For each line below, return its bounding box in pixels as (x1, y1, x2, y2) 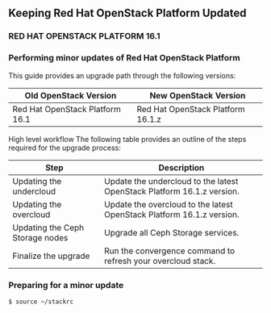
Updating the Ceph (12, 222, 85, 233)
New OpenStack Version (149, 90, 246, 101)
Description (158, 161, 205, 173)
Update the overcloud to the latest (104, 198, 234, 210)
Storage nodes (12, 232, 69, 243)
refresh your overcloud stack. (104, 255, 216, 266)
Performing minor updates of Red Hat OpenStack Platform (8, 52, 240, 64)
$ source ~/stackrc (8, 298, 74, 306)
